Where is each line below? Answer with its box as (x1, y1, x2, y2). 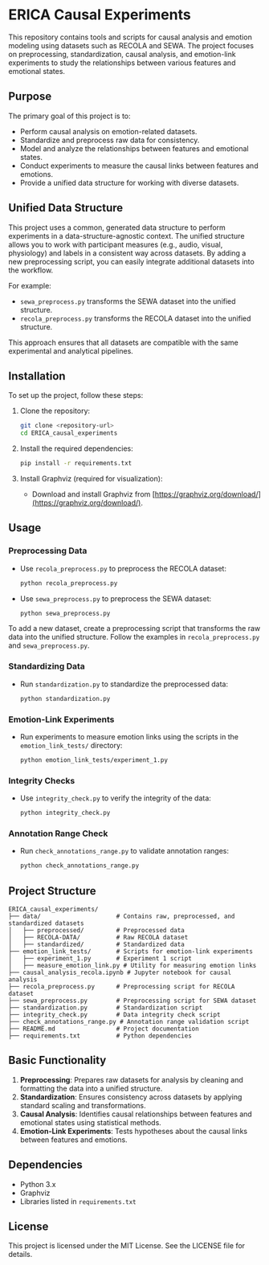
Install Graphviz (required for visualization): (19, 474, 163, 483)
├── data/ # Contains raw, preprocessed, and (8, 912, 235, 920)
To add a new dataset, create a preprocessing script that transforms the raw (8, 624, 261, 633)
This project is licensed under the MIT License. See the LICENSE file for (8, 1241, 246, 1251)
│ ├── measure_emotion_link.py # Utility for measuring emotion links (8, 961, 257, 969)
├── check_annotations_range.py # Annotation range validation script (8, 1017, 250, 1026)
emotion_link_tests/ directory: (19, 740, 123, 750)
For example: (8, 280, 52, 290)
